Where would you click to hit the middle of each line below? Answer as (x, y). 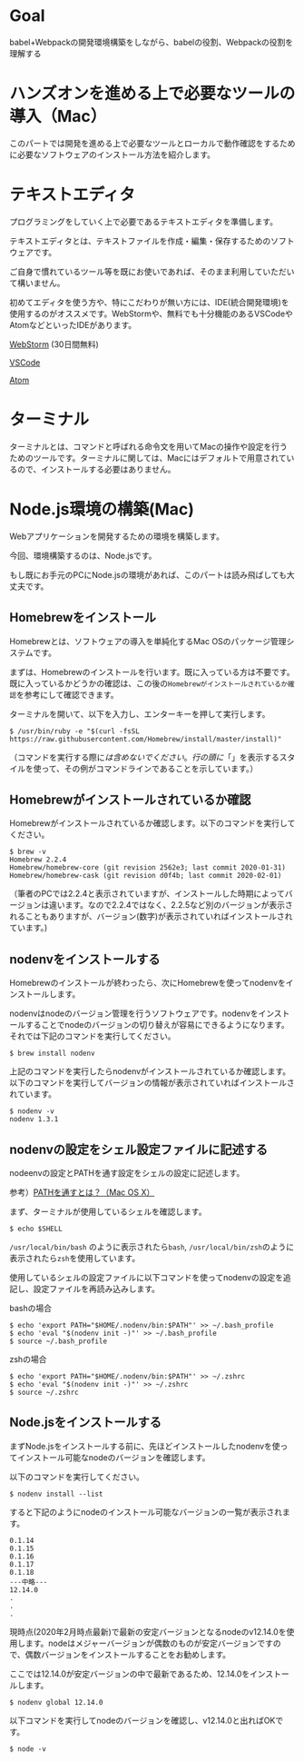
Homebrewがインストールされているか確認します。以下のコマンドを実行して (152, 823)
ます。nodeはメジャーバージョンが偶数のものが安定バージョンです (149, 1643)
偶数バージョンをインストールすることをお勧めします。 (128, 1654)
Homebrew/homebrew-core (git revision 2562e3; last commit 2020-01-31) (147, 868)
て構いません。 (37, 283)
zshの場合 (28, 1359)
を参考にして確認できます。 (68, 694)
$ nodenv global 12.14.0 (56, 1702)
